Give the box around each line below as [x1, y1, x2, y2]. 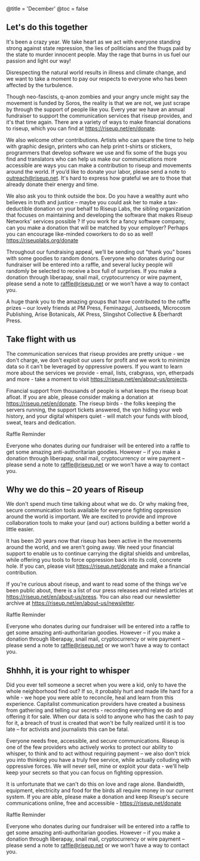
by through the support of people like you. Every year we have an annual [6, 106, 185, 113]
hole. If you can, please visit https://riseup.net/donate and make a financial [6, 562, 190, 570]
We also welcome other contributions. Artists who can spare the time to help [6, 136, 195, 143]
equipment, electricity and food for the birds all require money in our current [6, 787, 194, 794]
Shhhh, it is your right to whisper [6, 665, 130, 675]
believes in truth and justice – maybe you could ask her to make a [6, 198, 167, 205]
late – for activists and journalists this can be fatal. [6, 725, 130, 733]
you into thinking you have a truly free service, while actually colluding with [6, 757, 191, 764]
